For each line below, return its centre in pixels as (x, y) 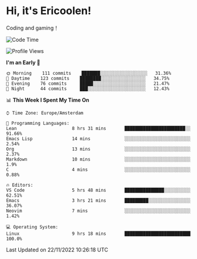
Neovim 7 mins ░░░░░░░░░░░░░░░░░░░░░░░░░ (98, 211)
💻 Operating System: (32, 227)
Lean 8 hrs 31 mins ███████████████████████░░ (98, 128)
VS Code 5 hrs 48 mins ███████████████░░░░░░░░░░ (98, 190)
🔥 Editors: (20, 185)
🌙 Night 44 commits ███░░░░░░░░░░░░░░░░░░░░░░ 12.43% (88, 89)
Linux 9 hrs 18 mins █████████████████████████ (98, 234)
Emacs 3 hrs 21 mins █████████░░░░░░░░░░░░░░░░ (98, 200)
